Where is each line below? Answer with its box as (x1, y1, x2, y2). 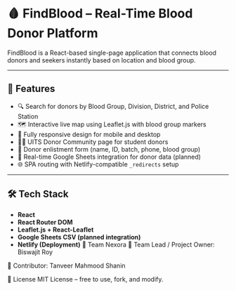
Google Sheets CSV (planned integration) (17, 232, 141, 241)
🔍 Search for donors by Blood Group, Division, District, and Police (17, 102, 209, 110)
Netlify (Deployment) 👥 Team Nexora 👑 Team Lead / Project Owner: (17, 240, 216, 249)
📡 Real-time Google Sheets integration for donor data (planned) (17, 152, 202, 161)
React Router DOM (17, 218, 73, 226)
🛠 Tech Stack (7, 188, 69, 200)
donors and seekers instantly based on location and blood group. (7, 55, 196, 64)
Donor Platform (7, 25, 98, 41)
